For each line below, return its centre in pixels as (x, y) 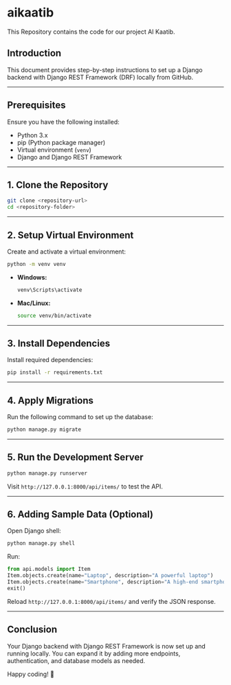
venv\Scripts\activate (49, 290)
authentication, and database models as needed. (76, 660)
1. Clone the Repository (58, 184)
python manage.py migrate (44, 430)
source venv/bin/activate (54, 315)
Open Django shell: (34, 531)
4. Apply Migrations (51, 400)
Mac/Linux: (34, 303)
